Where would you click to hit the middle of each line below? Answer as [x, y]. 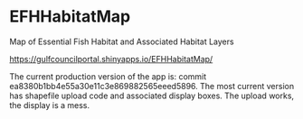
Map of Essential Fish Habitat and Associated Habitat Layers [122, 41]
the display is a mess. [50, 105]
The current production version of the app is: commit [108, 76]
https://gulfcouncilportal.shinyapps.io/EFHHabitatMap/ [111, 59]
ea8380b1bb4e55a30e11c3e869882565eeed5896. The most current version [152, 86]
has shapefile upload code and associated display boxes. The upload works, [152, 96]
